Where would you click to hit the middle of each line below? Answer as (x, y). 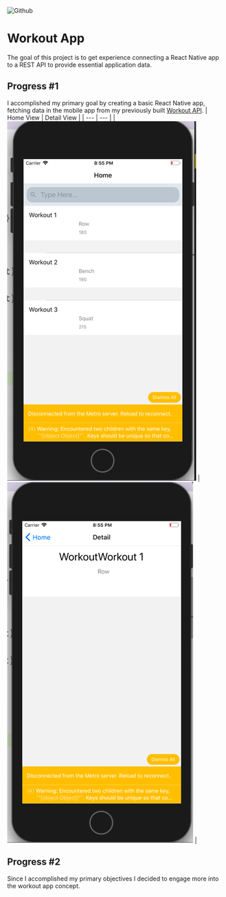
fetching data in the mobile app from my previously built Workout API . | (107, 110)
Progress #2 (34, 862)
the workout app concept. (44, 886)
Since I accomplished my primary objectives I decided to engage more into (113, 878)
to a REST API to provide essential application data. (80, 65)
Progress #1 (33, 86)
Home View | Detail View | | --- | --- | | (61, 118)
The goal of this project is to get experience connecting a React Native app (113, 57)
